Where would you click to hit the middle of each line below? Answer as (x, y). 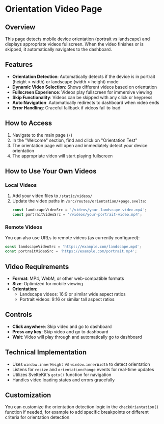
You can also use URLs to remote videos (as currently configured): (72, 238)
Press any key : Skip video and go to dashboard (60, 331)
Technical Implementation (46, 352)
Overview (20, 27)
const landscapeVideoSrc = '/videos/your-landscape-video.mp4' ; (79, 210)
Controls (19, 315)
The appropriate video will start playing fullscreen (62, 156)
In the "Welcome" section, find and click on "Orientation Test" (75, 140)
